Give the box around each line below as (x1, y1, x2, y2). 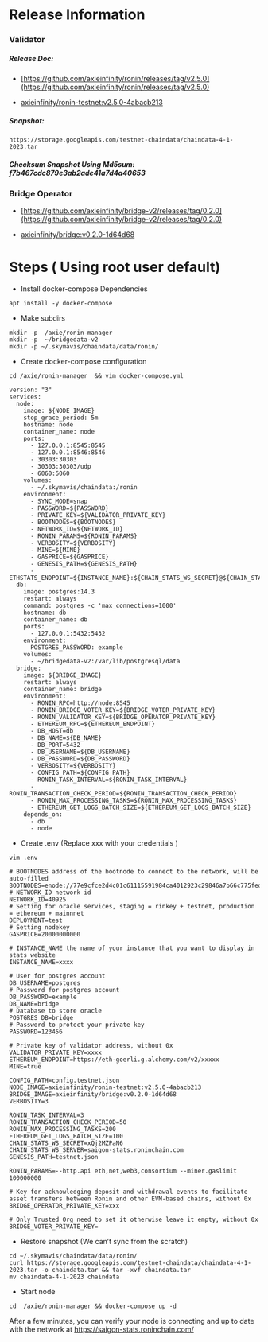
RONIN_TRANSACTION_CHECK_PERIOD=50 (9, 1118, 127, 1126)
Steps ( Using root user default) (9, 258, 221, 276)
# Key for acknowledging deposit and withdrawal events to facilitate (9, 1188, 248, 1196)
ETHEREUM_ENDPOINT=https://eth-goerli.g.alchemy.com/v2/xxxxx (9, 1056, 219, 1064)
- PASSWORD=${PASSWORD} (29, 504, 110, 512)
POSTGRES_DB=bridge (9, 1014, 74, 1022)
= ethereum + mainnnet (9, 909, 84, 918)
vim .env (9, 854, 38, 862)
